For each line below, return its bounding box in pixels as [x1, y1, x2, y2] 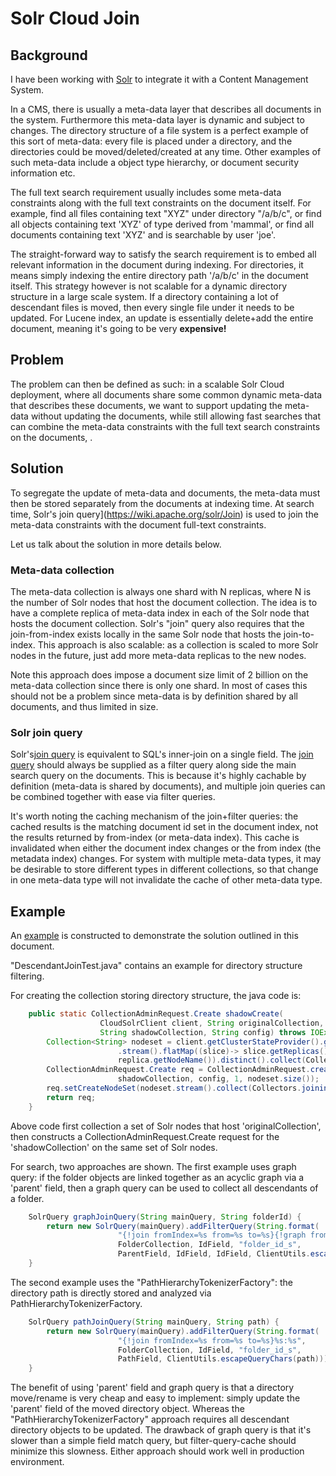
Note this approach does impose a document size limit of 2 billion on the [10, 668, 309, 681]
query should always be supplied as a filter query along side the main [10, 759, 297, 771]
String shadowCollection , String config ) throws [99, 1027, 307, 1037]
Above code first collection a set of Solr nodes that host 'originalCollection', [10, 1120, 322, 1132]
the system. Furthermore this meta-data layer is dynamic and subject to [10, 114, 305, 126]
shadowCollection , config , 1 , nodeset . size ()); [117, 1074, 320, 1084]
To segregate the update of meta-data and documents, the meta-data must [10, 487, 321, 499]
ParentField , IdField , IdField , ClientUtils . [117, 1249, 311, 1259]
